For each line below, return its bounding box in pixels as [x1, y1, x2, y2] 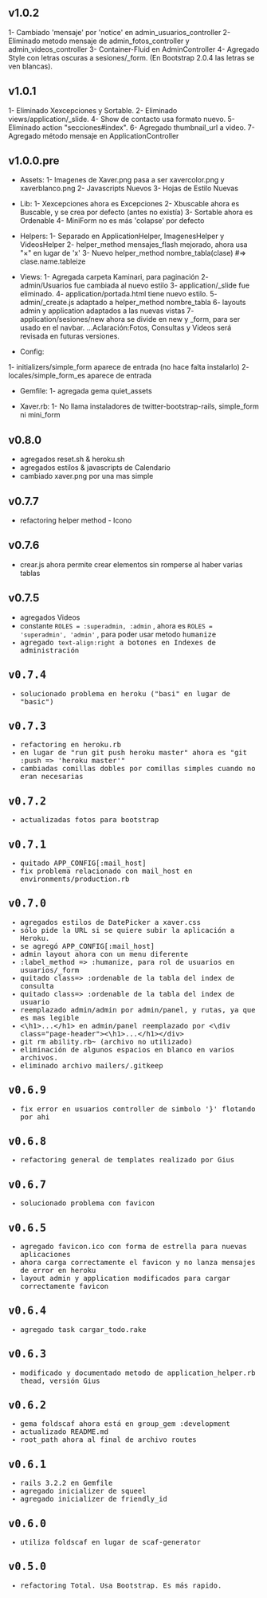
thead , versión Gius [19, 1376, 100, 1385]
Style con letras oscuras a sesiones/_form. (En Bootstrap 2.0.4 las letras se [8, 53, 255, 62]
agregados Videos [19, 613, 80, 622]
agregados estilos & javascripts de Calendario [19, 463, 171, 472]
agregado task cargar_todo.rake [19, 1325, 147, 1334]
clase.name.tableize [19, 257, 86, 266]
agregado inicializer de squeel [19, 1486, 147, 1496]
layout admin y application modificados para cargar [19, 1274, 231, 1283]
